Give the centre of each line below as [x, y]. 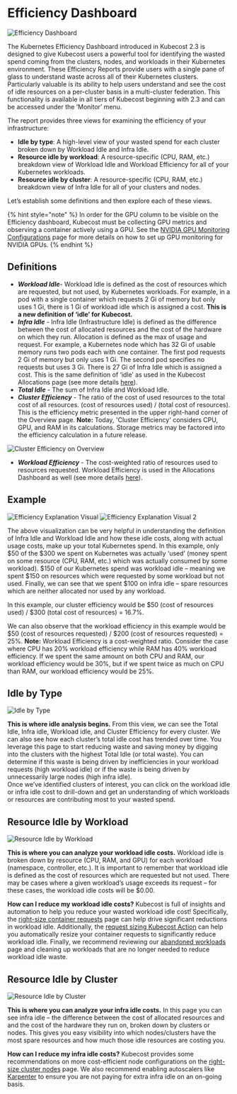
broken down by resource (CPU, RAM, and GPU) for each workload [105, 861]
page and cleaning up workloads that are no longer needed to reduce [109, 949]
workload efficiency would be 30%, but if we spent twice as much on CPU [116, 663]
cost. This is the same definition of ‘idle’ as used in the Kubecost [111, 375]
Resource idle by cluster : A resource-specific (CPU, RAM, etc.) [110, 179]
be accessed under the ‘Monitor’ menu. [65, 106]
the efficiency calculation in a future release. [82, 435]
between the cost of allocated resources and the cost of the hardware [120, 329]
